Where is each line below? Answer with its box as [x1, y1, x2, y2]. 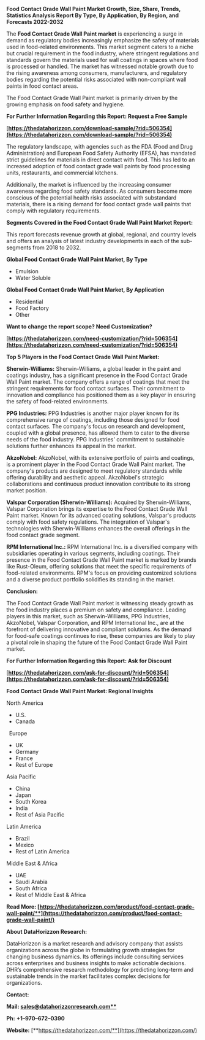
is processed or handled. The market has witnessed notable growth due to [6, 63, 194, 70]
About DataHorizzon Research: [6, 928, 88, 935]
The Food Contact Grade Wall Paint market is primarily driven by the [6, 95, 178, 101]
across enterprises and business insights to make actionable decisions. [6, 960, 187, 966]
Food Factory [15, 305, 49, 312]
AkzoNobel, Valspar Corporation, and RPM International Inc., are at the [6, 619, 185, 626]
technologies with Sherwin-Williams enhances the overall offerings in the [6, 525, 190, 532]
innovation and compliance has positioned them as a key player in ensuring [6, 391, 196, 398]
